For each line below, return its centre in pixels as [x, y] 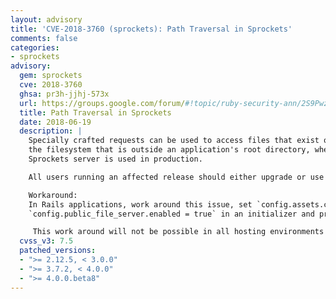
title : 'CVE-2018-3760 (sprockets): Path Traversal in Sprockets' [151, 29]
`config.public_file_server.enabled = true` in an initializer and [171, 214]
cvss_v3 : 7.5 [46, 241]
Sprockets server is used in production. [115, 159]
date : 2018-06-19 [55, 122]
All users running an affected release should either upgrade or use [176, 177]
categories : [35, 47]
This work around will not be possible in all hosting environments [178, 232]
